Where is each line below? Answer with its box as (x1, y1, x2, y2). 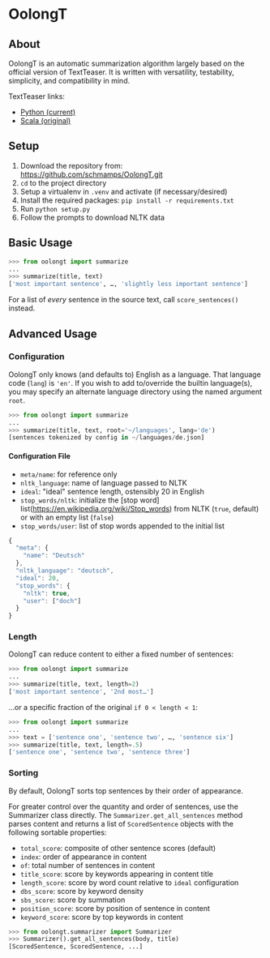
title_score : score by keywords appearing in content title (19, 869, 213, 879)
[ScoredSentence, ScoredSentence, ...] (8, 943, 144, 951)
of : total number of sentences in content (19, 860, 156, 870)
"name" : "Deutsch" (23, 552, 85, 560)
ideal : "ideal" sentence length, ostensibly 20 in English (19, 486, 205, 496)
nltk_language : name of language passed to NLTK (19, 477, 188, 487)
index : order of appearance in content (19, 852, 148, 862)
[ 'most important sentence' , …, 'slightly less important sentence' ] (8, 280, 249, 289)
